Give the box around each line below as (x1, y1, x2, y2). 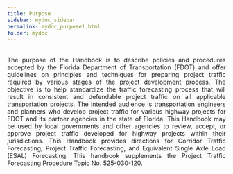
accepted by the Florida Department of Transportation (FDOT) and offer (7, 63, 226, 71)
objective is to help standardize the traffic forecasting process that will (7, 85, 226, 94)
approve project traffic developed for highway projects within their (7, 130, 226, 138)
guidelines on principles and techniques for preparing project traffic (7, 71, 226, 79)
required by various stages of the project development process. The (7, 78, 226, 87)
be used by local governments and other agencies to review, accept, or (7, 122, 226, 130)
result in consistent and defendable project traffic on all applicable (7, 93, 226, 101)
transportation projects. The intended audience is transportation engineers (7, 100, 226, 108)
